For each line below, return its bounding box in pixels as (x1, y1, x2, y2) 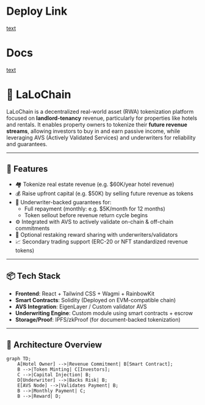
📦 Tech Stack (6, 271, 61, 281)
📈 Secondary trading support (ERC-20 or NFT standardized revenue (15, 237, 188, 245)
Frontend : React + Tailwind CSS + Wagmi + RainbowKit (15, 290, 155, 297)
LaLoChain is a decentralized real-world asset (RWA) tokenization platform (6, 108, 194, 115)
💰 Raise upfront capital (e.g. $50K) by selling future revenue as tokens (15, 190, 193, 197)
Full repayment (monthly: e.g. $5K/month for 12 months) (24, 205, 166, 212)
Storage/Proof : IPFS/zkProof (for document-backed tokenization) (15, 316, 181, 324)
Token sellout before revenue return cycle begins (24, 211, 148, 218)
